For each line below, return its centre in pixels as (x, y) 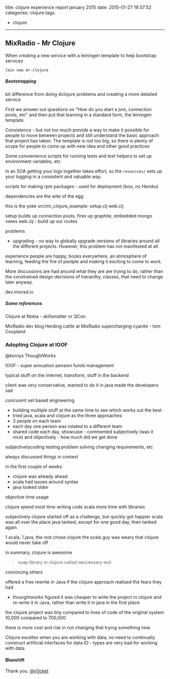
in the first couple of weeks (34, 467)
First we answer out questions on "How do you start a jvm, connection (78, 109)
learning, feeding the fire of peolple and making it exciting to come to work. (84, 261)
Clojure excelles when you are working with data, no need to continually (80, 637)
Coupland (15, 331)
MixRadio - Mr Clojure (40, 43)
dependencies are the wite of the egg (44, 196)
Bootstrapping (21, 81)
